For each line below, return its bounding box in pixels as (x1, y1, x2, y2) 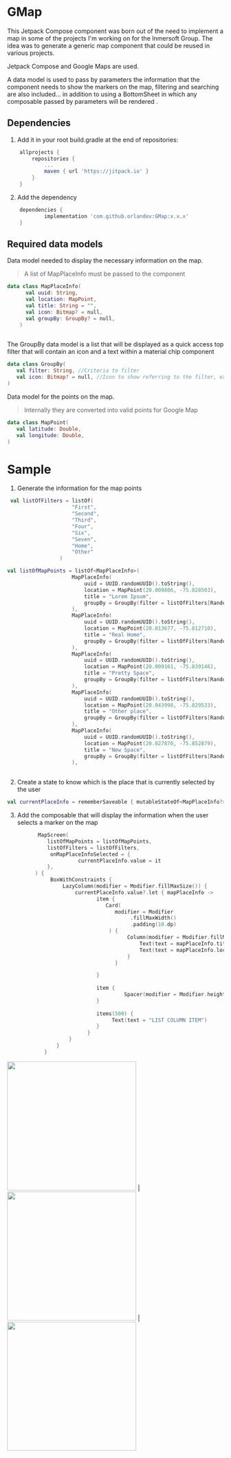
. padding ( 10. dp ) (130, 921, 177, 928)
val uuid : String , (25, 289, 78, 296)
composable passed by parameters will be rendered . (7, 97, 158, 105)
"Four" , (71, 523, 94, 530)
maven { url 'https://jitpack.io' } (43, 168, 149, 175)
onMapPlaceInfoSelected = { (50, 850, 131, 858)
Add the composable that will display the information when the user (16, 811, 209, 819)
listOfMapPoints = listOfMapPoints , (47, 838, 153, 845)
